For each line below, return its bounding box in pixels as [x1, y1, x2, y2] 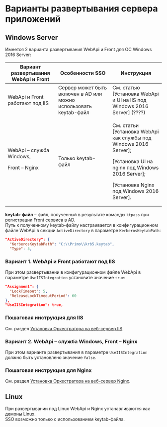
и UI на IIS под [112, 97, 147, 103]
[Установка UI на [112, 158, 153, 165]
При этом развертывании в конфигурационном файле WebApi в [5, 269, 141, 275]
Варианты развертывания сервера [5, 3, 158, 14]
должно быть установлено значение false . [5, 354, 96, 360]
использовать [58, 103, 92, 110]
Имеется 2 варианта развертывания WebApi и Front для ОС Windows [5, 47, 152, 52]
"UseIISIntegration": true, [5, 303, 64, 307]
